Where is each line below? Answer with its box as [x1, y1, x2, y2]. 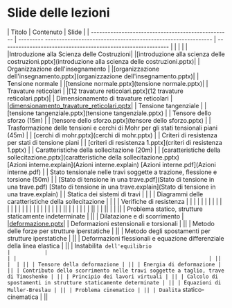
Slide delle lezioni [7, 5, 110, 21]
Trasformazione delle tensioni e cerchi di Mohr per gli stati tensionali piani [7, 123, 218, 132]
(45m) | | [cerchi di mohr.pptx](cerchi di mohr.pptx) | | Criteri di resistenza [7, 130, 218, 139]
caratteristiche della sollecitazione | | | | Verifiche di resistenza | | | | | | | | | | [7, 197, 222, 205]
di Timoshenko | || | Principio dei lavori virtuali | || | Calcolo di [7, 273, 218, 280]
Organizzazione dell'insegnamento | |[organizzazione [7, 65, 160, 73]
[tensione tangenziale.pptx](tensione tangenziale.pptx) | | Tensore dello [7, 109, 212, 117]
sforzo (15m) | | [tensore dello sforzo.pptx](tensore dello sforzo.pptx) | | [7, 116, 211, 124]
